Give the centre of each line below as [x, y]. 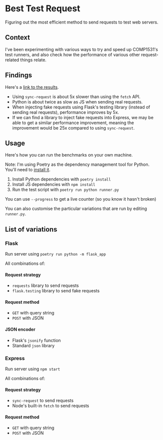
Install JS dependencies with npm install [54, 184]
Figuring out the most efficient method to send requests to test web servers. [82, 22]
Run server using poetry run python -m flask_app [56, 254]
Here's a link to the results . [32, 87]
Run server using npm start [32, 369]
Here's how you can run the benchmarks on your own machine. [69, 155]
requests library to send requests [45, 285]
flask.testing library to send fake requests [56, 291]
